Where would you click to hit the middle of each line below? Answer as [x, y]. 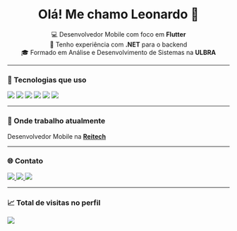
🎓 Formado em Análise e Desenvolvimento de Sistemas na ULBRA [119, 52]
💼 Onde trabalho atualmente [56, 121]
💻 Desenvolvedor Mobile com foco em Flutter [119, 34]
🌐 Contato [25, 161]
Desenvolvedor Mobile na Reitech [57, 136]
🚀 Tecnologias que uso [47, 80]
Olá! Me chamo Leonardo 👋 [119, 14]
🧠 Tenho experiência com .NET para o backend [119, 44]
